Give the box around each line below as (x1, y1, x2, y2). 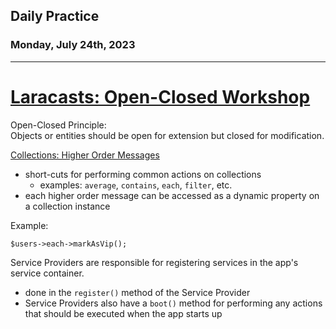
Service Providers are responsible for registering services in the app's (10, 256, 299, 268)
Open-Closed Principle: (10, 119, 107, 131)
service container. (10, 267, 85, 279)
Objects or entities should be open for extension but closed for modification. (10, 129, 325, 141)
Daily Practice (10, 8, 100, 25)
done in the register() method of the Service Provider (24, 286, 251, 298)
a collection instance (24, 200, 111, 212)
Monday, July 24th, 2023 (10, 38, 136, 52)
